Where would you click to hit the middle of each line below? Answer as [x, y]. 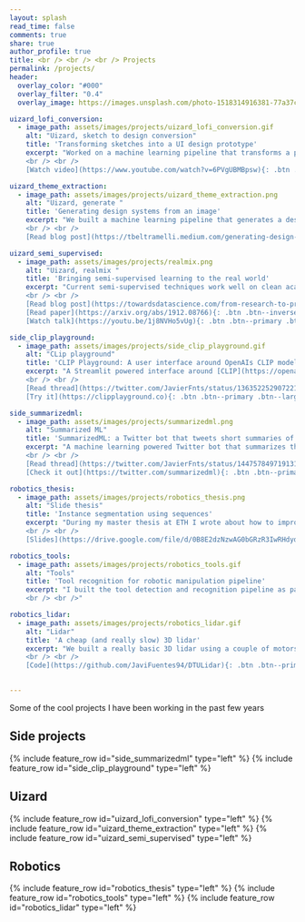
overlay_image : [46, 102]
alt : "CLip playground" [71, 355]
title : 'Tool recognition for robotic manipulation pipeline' [146, 582]
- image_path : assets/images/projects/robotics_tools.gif [130, 564]
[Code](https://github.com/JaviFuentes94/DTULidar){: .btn [140, 665]
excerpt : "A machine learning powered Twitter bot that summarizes [156, 447]
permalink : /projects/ [52, 69]
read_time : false [42, 26]
